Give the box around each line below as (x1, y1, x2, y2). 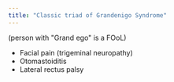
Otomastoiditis (19, 56, 67, 66)
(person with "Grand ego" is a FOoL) (8, 33, 127, 42)
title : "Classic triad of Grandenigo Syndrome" (8, 11, 168, 20)
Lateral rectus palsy (19, 64, 84, 74)
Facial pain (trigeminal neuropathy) (19, 48, 134, 57)
